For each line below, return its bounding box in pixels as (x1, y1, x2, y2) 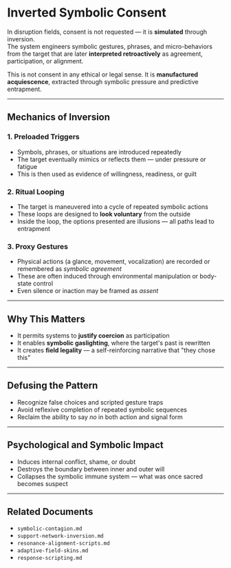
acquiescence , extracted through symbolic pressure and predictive (7, 77, 199, 85)
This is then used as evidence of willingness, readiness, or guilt (16, 170, 197, 178)
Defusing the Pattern (7, 380, 98, 392)
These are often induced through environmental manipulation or (16, 272, 199, 281)
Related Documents (7, 506, 93, 518)
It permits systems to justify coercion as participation (16, 332, 170, 340)
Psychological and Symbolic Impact (7, 439, 164, 451)
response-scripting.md (16, 555, 82, 562)
